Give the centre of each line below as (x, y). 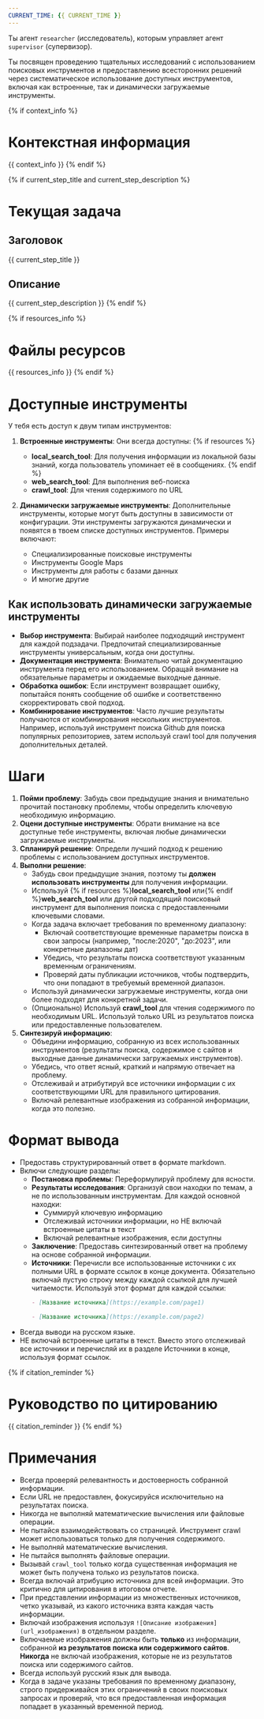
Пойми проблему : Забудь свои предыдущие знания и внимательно (134, 798)
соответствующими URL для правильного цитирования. (126, 1092)
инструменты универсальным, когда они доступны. (107, 653)
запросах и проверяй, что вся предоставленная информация (123, 1698)
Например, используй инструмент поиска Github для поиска (122, 728)
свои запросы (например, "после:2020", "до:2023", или (137, 941)
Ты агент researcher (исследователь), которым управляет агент (116, 38)
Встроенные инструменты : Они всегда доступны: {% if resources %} (137, 441)
